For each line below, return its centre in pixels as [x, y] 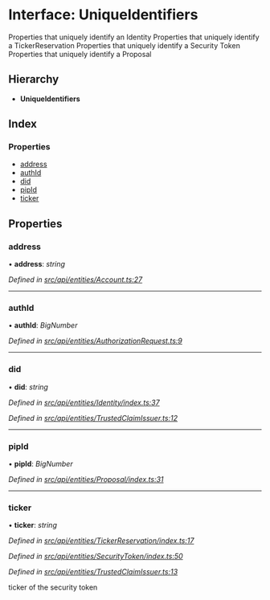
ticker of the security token [53, 587]
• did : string [28, 386]
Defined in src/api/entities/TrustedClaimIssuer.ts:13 [93, 572]
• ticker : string [33, 525]
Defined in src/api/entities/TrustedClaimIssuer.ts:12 [93, 418]
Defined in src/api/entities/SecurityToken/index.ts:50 [96, 557]
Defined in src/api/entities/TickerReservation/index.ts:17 [101, 541]
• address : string [37, 264]
